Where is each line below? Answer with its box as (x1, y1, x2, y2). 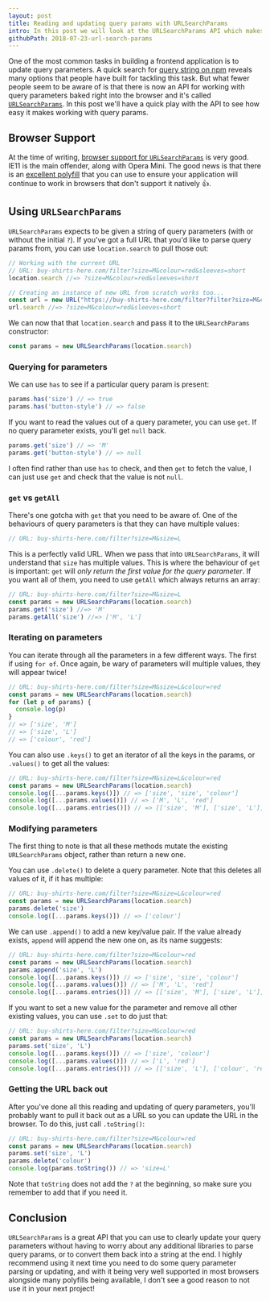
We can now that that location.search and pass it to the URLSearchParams (8, 318, 250, 328)
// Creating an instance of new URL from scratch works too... (8, 288, 225, 296)
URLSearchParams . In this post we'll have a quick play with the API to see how (8, 99, 260, 109)
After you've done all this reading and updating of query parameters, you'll (8, 1101, 256, 1112)
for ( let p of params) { (8, 698, 92, 706)
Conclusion (8, 1211, 67, 1224)
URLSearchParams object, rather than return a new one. (8, 850, 186, 860)
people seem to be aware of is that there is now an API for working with (8, 82, 245, 92)
